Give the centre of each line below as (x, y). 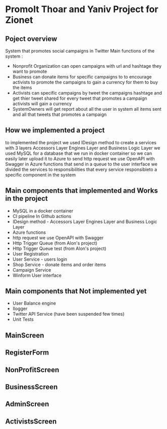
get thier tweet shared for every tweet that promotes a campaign (80, 98)
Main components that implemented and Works (81, 191)
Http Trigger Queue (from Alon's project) (55, 243)
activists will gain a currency (42, 104)
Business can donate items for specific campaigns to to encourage (82, 77)
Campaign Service (32, 270)
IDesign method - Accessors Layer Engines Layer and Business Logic (85, 222)
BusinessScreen (32, 387)
